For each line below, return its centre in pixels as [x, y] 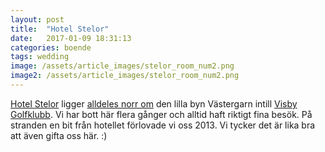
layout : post [37, 19]
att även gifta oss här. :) [59, 135]
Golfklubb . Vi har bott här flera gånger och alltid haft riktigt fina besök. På [161, 114]
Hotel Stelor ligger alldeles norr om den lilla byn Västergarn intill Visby [154, 103]
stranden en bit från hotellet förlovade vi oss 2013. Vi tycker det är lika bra [163, 125]
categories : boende [51, 47]
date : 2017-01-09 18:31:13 [71, 38]
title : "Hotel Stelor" [60, 29]
